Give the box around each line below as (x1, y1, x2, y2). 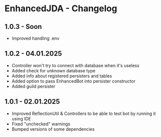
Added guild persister (11, 83, 56, 89)
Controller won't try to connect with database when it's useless (11, 62, 140, 68)
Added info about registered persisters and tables (11, 73, 112, 79)
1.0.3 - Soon (4, 23, 42, 31)
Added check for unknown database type (11, 68, 96, 73)
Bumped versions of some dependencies (11, 126, 95, 132)
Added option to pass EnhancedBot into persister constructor (11, 78, 136, 84)
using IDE (11, 115, 31, 121)
